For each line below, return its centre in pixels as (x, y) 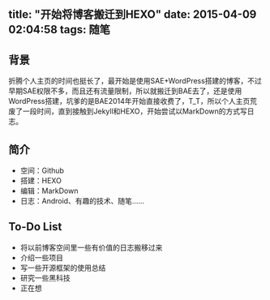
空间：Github (42, 171)
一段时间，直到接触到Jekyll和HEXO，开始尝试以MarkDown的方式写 (135, 111)
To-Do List (35, 227)
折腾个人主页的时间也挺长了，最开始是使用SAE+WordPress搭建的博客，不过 (135, 81)
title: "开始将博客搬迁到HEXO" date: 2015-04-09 (133, 15)
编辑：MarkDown (49, 191)
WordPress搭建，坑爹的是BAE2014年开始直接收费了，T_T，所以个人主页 (129, 101)
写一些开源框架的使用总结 (63, 268)
